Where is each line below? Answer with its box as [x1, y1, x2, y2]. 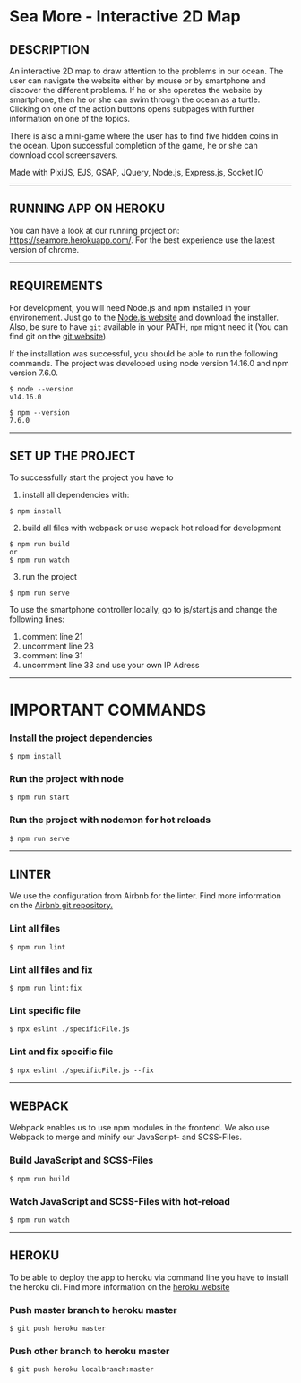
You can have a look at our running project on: [9, 225, 180, 236]
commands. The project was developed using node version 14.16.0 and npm [9, 357, 289, 368]
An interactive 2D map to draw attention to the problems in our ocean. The [9, 65, 284, 76]
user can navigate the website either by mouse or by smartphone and [9, 75, 266, 86]
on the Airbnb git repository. [9, 900, 114, 911]
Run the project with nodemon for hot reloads [9, 813, 211, 826]
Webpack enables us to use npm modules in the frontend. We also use [9, 1122, 271, 1133]
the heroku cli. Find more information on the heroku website [9, 1281, 230, 1292]
